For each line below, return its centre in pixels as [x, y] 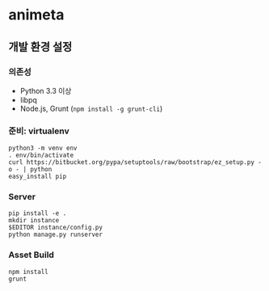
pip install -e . [38, 213]
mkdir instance [34, 221]
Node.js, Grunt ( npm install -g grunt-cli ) [91, 108]
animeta [36, 15]
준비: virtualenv [39, 131]
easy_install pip [38, 177]
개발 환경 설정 [40, 46]
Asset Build [32, 255]
